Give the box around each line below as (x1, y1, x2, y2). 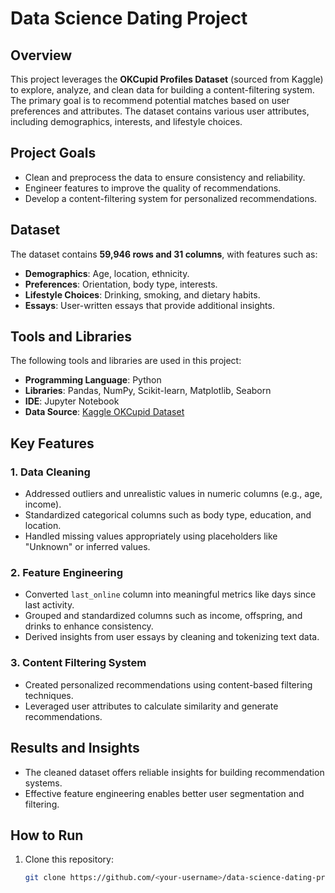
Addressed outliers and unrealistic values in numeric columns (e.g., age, (24, 488, 323, 500)
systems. (24, 777, 63, 789)
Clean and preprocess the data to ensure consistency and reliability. (24, 171, 306, 183)
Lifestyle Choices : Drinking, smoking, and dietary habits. (24, 288, 261, 301)
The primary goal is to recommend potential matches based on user (10, 95, 290, 106)
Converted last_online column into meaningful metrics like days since (24, 588, 317, 601)
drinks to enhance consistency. (24, 620, 154, 632)
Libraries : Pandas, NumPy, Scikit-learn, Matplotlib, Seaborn (24, 385, 272, 397)
